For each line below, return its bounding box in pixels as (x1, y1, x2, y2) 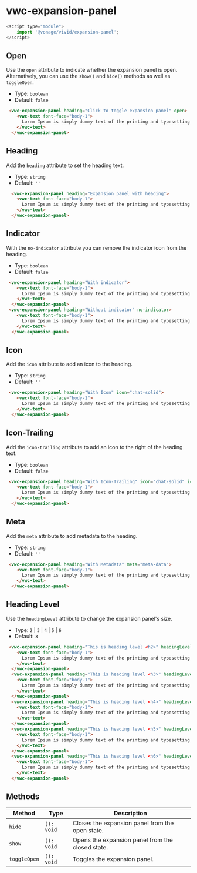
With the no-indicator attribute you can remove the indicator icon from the (6, 244, 187, 251)
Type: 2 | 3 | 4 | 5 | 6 (14, 626, 62, 633)
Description (113, 809, 148, 817)
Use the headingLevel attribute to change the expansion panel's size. (6, 615, 172, 622)
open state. (72, 826, 104, 834)
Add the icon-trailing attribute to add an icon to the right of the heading (6, 443, 183, 450)
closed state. (72, 843, 108, 851)
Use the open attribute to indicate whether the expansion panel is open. (6, 66, 178, 73)
